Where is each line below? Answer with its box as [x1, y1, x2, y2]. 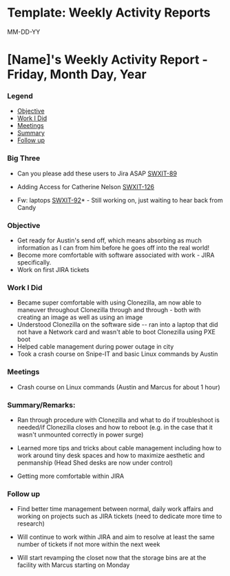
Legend [7, 91, 33, 101]
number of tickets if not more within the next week [17, 540, 160, 548]
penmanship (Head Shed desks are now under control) [17, 458, 174, 467]
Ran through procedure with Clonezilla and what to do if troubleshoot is [17, 416, 220, 424]
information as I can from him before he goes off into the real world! [17, 244, 210, 252]
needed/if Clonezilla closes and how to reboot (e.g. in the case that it [17, 423, 213, 431]
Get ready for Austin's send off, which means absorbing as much [17, 236, 202, 244]
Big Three [7, 153, 41, 163]
